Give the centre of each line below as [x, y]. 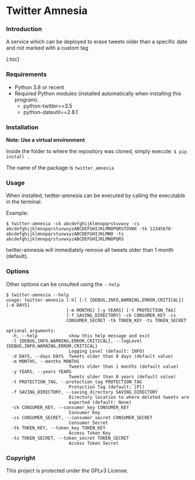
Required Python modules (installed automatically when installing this [98, 93]
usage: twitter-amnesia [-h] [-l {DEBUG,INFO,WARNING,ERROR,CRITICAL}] [95, 300]
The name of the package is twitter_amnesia [60, 168]
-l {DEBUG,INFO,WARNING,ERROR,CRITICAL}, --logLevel [77, 341]
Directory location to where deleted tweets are [129, 397]
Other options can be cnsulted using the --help [63, 284]
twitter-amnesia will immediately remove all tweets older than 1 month [90, 250]
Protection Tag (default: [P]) [107, 387]
